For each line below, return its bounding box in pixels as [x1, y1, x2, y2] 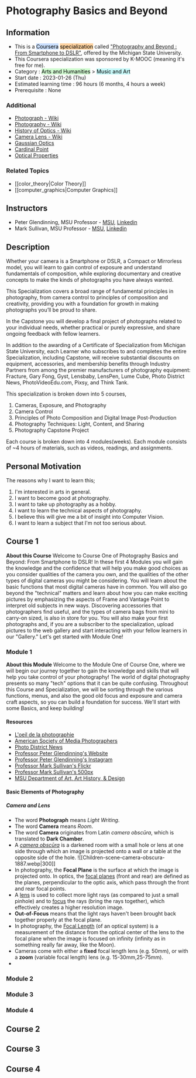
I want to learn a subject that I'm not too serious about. [14, 519, 147, 526]
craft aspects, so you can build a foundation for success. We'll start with [6, 698, 180, 705]
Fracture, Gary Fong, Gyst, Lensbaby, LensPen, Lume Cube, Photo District [6, 373, 185, 380]
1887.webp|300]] [14, 860, 56, 867]
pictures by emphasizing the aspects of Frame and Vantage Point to [6, 596, 170, 603]
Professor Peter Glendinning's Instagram [14, 756, 113, 763]
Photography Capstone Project [14, 427, 90, 434]
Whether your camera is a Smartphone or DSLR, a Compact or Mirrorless [6, 258, 183, 265]
